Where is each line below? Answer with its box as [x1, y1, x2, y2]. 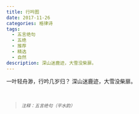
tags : [6, 26, 20, 32]
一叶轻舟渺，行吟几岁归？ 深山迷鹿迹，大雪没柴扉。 [6, 77, 136, 85]
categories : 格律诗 [6, 20, 53, 26]
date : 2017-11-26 [6, 15, 51, 21]
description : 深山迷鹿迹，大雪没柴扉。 [6, 60, 96, 66]
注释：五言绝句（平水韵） [21, 102, 75, 109]
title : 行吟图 [6, 9, 40, 15]
